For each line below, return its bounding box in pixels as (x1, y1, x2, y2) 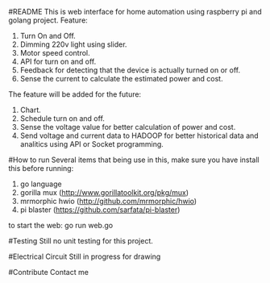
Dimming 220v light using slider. (19, 40, 127, 49)
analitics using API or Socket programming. (19, 139, 164, 148)
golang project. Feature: (8, 15, 89, 25)
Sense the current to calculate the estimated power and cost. (19, 74, 223, 83)
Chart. (19, 105, 42, 114)
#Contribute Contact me (8, 268, 89, 277)
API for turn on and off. (19, 56, 97, 66)
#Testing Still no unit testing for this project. (8, 236, 153, 245)
